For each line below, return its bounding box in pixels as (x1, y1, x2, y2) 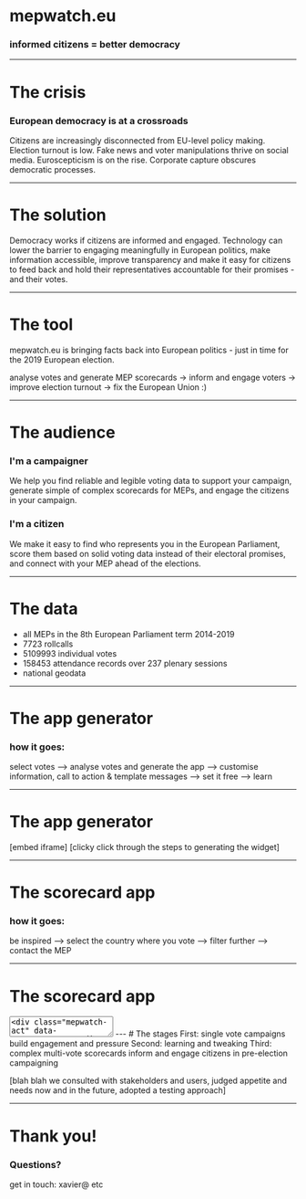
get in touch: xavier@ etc (9, 1179, 104, 1190)
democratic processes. (9, 163, 96, 174)
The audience (9, 422, 116, 443)
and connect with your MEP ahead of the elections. (9, 558, 202, 569)
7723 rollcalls (22, 638, 74, 649)
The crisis (9, 81, 87, 102)
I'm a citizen (9, 518, 65, 531)
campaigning (9, 1057, 59, 1068)
